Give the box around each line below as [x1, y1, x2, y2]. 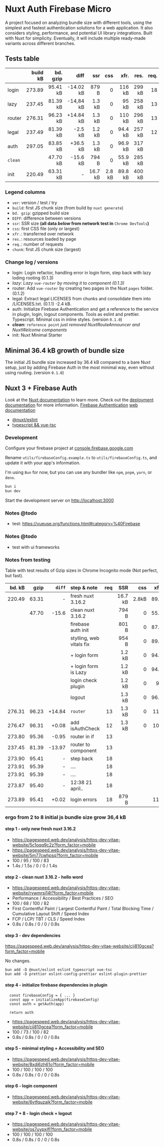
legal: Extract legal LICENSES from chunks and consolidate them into [12, 296, 151, 302]
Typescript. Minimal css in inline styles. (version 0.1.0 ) [12, 316, 123, 322]
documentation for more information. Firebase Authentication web [5, 402, 138, 408]
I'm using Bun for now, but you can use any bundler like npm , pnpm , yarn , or [5, 470, 152, 475]
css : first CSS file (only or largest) [12, 226, 80, 232]
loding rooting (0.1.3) [12, 275, 54, 281]
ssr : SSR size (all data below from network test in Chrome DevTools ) [12, 221, 149, 226]
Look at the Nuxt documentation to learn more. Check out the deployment [5, 397, 154, 403]
